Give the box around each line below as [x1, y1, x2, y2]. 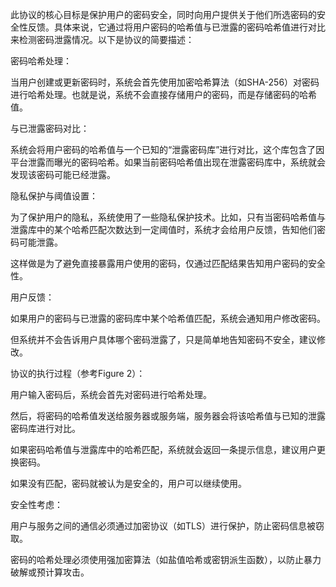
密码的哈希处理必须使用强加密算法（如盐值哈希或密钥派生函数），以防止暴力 [10, 554, 322, 565]
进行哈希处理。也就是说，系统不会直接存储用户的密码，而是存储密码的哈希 [10, 89, 317, 100]
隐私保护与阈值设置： [10, 190, 98, 202]
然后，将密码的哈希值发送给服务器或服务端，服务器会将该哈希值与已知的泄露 [10, 410, 326, 422]
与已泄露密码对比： [10, 123, 90, 134]
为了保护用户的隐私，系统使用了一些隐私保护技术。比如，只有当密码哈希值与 [10, 211, 326, 223]
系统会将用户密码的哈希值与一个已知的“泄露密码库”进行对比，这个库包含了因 [10, 144, 325, 155]
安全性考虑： [10, 499, 63, 510]
